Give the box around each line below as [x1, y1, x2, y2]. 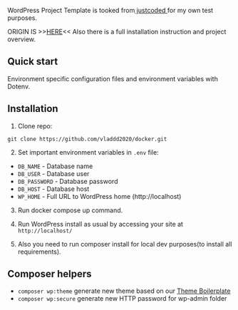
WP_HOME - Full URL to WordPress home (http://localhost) [17, 192, 182, 200]
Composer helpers [7, 268, 92, 280]
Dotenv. [7, 82, 31, 91]
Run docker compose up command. [17, 206, 123, 215]
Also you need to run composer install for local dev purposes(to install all [17, 239, 232, 248]
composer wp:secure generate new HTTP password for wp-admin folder [17, 294, 227, 303]
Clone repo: [17, 121, 53, 130]
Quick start [7, 56, 58, 68]
